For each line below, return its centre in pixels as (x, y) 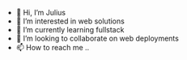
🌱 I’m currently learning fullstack (70, 30)
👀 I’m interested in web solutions (70, 21)
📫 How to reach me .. (53, 47)
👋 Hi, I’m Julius (41, 13)
